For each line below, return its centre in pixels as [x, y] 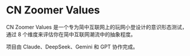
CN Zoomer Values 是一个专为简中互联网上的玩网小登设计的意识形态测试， [96, 27]
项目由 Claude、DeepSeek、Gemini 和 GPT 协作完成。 [72, 47]
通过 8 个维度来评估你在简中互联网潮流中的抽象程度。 [71, 34]
